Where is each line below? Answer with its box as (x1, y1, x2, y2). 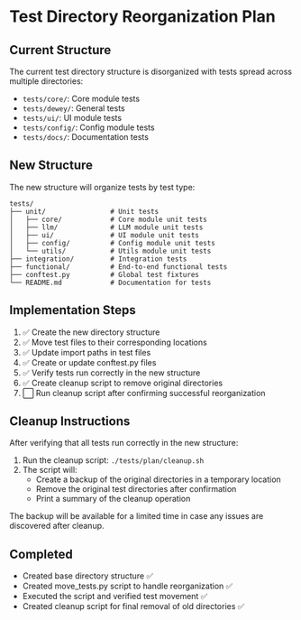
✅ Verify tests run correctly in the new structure (22, 367, 201, 378)
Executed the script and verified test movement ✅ (22, 591, 208, 602)
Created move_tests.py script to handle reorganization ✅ (22, 580, 233, 592)
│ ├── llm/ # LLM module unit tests (9, 223, 204, 232)
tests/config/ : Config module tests (22, 122, 155, 133)
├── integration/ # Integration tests (9, 254, 187, 264)
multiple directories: (9, 76, 84, 87)
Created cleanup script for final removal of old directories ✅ (22, 601, 245, 612)
